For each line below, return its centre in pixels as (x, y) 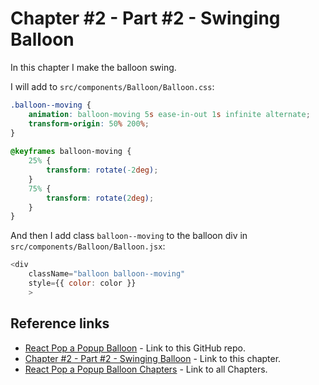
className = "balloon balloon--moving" (107, 274)
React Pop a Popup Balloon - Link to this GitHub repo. (135, 348)
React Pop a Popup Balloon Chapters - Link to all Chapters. (146, 369)
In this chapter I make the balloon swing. (93, 67)
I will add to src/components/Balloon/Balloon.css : (112, 86)
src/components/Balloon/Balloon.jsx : (88, 246)
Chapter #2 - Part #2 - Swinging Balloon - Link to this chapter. (153, 358)
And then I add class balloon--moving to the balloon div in (129, 236)
